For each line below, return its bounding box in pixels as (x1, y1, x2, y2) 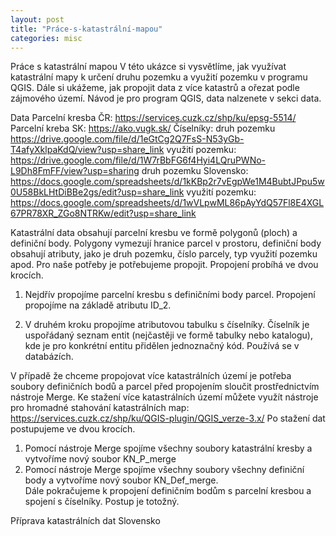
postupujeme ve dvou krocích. (10, 423, 136, 435)
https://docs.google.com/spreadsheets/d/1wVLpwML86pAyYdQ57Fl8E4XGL (10, 197, 325, 209)
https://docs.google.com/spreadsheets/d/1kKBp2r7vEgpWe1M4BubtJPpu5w (10, 176, 325, 188)
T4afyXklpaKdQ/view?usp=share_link (10, 144, 165, 156)
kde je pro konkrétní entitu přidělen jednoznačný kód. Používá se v (24, 340, 300, 352)
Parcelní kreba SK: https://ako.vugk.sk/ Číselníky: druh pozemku (10, 122, 276, 135)
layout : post (10, 14, 65, 25)
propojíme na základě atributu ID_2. (24, 299, 172, 311)
